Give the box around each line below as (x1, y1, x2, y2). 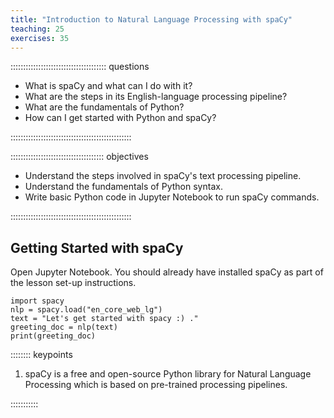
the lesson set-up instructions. (10, 277, 137, 289)
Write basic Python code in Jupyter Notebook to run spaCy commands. (24, 191, 320, 203)
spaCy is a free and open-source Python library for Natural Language (24, 368, 312, 380)
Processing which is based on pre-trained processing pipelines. (24, 379, 288, 391)
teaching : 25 (10, 24, 65, 34)
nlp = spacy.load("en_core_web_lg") (10, 305, 163, 315)
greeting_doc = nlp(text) (10, 322, 118, 333)
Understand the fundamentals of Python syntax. (24, 181, 223, 193)
